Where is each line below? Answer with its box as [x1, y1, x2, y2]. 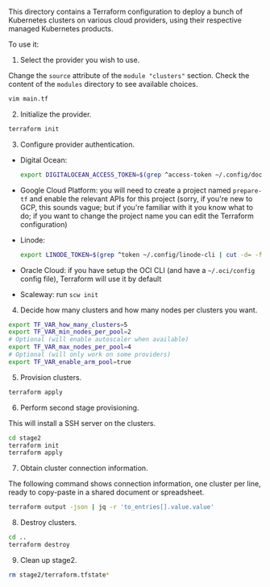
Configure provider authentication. [19, 139, 135, 149]
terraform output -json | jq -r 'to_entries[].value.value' [8, 503, 215, 511]
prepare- [232, 187, 262, 195]
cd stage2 [8, 434, 42, 442]
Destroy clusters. [19, 518, 77, 527]
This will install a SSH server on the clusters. [8, 418, 156, 428]
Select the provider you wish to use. [19, 56, 140, 64]
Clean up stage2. [19, 555, 77, 564]
